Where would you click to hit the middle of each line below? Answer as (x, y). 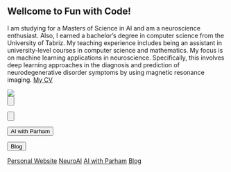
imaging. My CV (30, 80)
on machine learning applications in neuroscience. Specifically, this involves (116, 58)
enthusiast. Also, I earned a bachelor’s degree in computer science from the (115, 35)
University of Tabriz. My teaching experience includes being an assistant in (114, 43)
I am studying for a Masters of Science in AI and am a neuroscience (104, 28)
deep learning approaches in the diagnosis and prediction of (94, 64)
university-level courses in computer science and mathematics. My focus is (115, 50)
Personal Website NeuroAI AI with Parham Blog (75, 161)
